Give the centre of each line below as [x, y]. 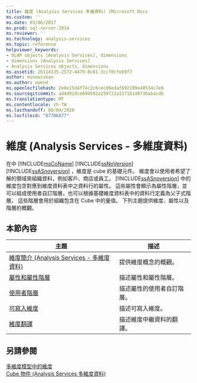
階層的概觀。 [21, 208]
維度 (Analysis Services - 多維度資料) [97, 146]
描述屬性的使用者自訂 [149, 289]
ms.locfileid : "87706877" [38, 115]
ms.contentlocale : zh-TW [36, 104]
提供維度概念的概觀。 [149, 262]
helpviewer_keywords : [33, 50]
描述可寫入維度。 [143, 308]
